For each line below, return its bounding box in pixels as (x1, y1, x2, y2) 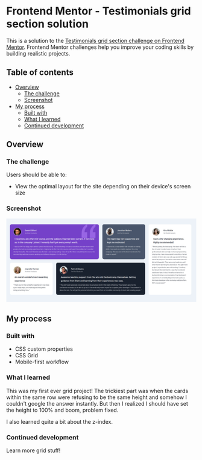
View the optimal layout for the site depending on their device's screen (14, 183, 191, 190)
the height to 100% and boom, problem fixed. (6, 406, 119, 414)
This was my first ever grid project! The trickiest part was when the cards (6, 387, 189, 394)
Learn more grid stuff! (6, 447, 61, 454)
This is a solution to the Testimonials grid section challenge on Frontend (6, 37, 185, 44)
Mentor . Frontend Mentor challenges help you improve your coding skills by (6, 43, 194, 51)
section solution (6, 17, 89, 31)
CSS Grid (14, 352, 38, 359)
